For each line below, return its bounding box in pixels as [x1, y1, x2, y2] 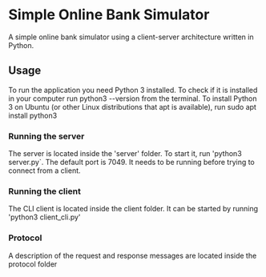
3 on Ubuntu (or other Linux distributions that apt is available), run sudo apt [8, 102, 256, 111]
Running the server [8, 130, 85, 142]
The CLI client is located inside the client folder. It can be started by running [8, 204, 259, 214]
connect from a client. [8, 166, 82, 175]
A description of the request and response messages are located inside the [8, 251, 257, 260]
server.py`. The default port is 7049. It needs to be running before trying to [8, 158, 255, 167]
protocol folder [8, 259, 58, 269]
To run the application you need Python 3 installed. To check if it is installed [8, 85, 258, 94]
